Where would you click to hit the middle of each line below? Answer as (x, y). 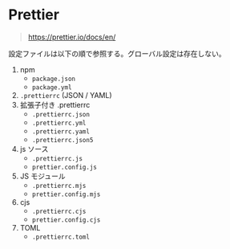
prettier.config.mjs (66, 194)
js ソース (34, 149)
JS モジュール (42, 176)
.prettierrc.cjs (59, 211)
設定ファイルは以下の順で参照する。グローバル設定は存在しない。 (117, 53)
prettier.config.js (65, 167)
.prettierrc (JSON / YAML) (66, 95)
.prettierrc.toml (61, 237)
